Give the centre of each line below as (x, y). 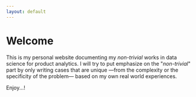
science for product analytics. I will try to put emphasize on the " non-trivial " (98, 63)
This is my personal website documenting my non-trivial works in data (92, 57)
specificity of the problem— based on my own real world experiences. (92, 76)
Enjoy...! (16, 88)
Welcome (30, 41)
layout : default (26, 12)
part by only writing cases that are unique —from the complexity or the (92, 70)
